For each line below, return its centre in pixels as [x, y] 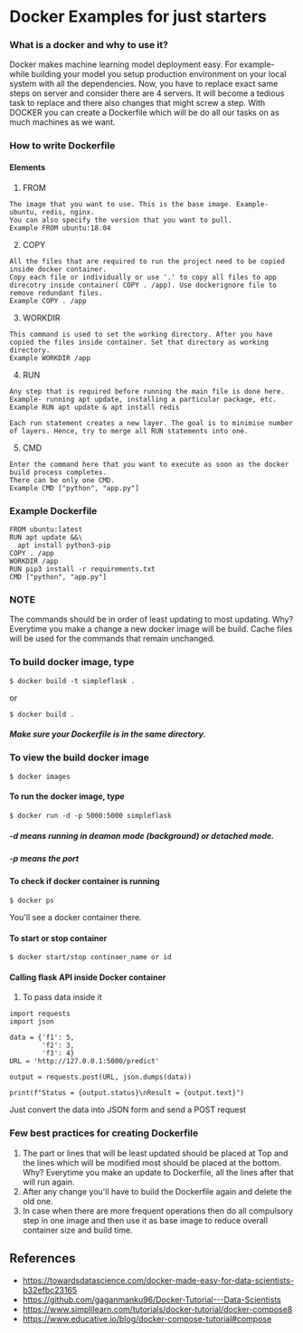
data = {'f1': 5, [42, 1038]
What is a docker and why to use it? [89, 45]
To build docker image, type [72, 662]
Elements [28, 167]
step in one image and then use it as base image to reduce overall [145, 1220]
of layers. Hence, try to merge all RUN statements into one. [129, 431]
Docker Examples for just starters [138, 17]
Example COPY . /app [48, 300]
